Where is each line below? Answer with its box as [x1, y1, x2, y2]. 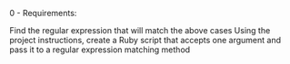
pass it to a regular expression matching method [9, 44, 191, 55]
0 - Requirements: [9, 8, 77, 18]
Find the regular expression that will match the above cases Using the [9, 25, 271, 35]
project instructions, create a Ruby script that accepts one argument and [9, 35, 282, 45]
